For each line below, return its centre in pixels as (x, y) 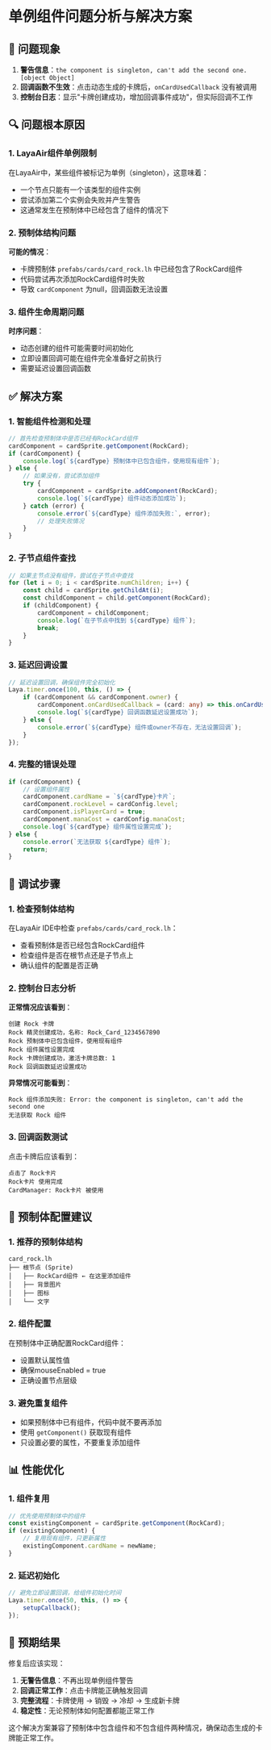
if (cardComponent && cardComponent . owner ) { (101, 697)
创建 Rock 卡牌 (31, 1024)
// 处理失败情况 (61, 521)
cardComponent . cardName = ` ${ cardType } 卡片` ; (99, 797)
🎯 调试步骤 (34, 884)
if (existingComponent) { (52, 1531)
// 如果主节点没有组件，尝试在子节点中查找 (71, 575)
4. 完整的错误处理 (42, 765)
